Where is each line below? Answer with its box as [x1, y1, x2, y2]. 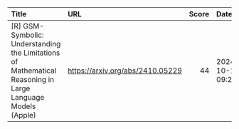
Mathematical [11, 66, 57, 76]
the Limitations [11, 48, 60, 58]
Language [11, 93, 45, 102]
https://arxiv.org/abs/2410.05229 [67, 66, 183, 76]
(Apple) [11, 110, 37, 120]
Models [11, 101, 36, 111]
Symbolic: [11, 30, 44, 40]
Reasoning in [11, 75, 55, 84]
